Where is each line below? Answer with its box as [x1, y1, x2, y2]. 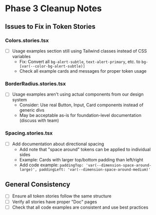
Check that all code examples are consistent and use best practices [12, 204, 149, 210]
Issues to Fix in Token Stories [5, 22, 96, 31]
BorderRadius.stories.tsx [5, 80, 66, 87]
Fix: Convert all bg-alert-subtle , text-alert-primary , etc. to [19, 59, 140, 64]
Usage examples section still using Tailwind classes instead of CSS [12, 48, 147, 54]
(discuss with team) [19, 117, 59, 123]
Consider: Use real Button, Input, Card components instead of [19, 102, 144, 108]
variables [12, 53, 31, 59]
